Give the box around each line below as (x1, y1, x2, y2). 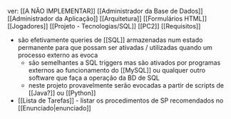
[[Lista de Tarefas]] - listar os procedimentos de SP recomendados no (17, 96, 224, 105)
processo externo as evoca (17, 51, 98, 59)
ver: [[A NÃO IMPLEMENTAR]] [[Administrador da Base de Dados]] (7, 7, 203, 15)
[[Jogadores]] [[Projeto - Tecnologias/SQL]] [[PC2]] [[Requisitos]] (7, 22, 201, 30)
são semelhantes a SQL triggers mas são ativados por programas (28, 58, 221, 67)
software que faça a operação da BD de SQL (28, 73, 160, 82)
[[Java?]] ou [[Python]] (28, 89, 96, 97)
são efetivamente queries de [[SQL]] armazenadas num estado (17, 36, 203, 44)
